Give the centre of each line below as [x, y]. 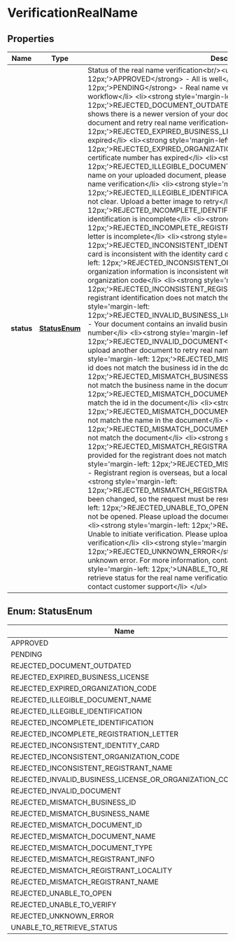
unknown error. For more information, [149, 560]
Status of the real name [126, 70]
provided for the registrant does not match [157, 455]
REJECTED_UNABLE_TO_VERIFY [64, 905]
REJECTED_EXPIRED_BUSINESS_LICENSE [80, 677]
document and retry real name [137, 123]
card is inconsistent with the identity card [155, 254]
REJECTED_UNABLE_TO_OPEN [61, 893]
